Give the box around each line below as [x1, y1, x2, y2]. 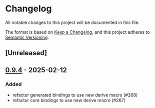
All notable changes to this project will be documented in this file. [5, 19, 140, 25]
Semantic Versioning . [5, 34, 49, 40]
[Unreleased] [5, 49, 47, 57]
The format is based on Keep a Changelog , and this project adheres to [5, 29, 150, 35]
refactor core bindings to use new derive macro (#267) [12, 98, 126, 104]
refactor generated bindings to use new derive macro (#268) [12, 92, 138, 98]
